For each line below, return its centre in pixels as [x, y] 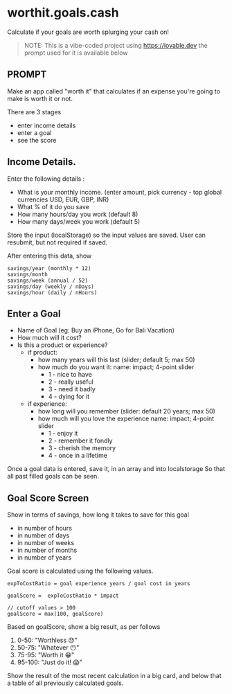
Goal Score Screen [48, 498]
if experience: [47, 404]
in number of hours [45, 528]
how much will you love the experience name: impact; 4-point [126, 419]
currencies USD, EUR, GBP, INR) [63, 199]
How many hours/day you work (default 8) [78, 214]
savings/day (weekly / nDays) [51, 286]
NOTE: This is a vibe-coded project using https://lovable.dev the [116, 45]
